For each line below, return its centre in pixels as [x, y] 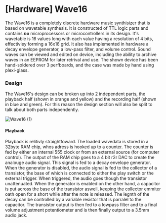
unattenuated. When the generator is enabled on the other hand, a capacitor [83, 184]
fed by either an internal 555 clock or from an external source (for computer [82, 152]
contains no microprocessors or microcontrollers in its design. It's [72, 33]
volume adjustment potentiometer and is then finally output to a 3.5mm [77, 210]
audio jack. [16, 215]
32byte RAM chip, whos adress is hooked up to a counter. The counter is [79, 147]
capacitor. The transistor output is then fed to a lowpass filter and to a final [81, 205]
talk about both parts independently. [42, 110]
